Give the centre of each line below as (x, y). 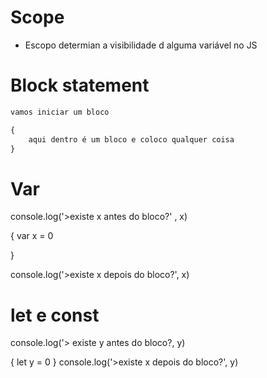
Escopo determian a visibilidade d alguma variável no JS (141, 45)
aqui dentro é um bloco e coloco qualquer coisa (131, 139)
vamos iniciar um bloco (60, 112)
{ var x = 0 (32, 236)
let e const (55, 315)
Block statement (80, 85)
